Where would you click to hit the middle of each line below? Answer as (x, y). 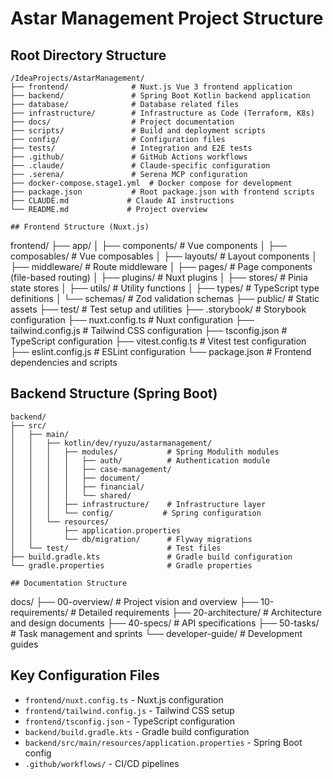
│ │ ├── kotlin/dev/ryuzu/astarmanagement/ (111, 443)
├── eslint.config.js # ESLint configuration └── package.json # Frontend (161, 351)
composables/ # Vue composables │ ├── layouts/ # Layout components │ (164, 256)
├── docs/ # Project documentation (122, 122)
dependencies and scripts (64, 362)
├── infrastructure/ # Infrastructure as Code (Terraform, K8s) (162, 113)
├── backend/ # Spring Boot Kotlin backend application (160, 96)
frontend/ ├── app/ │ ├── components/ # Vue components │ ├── (148, 245)
